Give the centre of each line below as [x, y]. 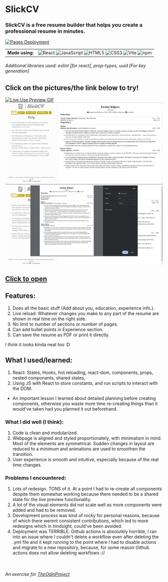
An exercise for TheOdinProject [37, 574]
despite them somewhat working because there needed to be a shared [85, 494]
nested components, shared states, [49, 377]
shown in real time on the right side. [49, 319]
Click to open [26, 279]
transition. [23, 454]
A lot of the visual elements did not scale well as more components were [87, 505]
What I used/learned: [39, 360]
